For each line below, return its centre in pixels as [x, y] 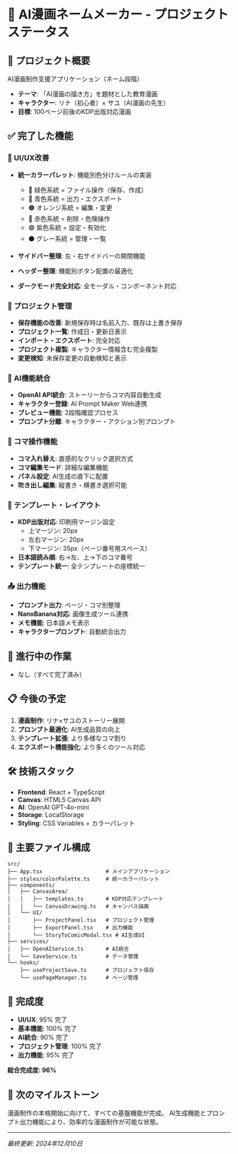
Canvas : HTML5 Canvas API [59, 799]
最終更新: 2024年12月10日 [45, 1143]
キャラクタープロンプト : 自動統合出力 [72, 632]
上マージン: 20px [53, 530]
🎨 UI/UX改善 [28, 158]
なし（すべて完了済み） [52, 674]
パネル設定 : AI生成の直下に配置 [63, 476]
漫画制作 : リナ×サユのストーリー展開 [71, 720]
